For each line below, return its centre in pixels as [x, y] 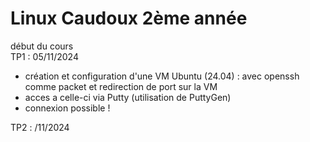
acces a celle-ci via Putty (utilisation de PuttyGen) [128, 97]
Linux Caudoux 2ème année [129, 18]
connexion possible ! [67, 108]
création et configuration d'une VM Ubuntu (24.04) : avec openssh [162, 76]
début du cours [42, 46]
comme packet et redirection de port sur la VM [121, 86]
